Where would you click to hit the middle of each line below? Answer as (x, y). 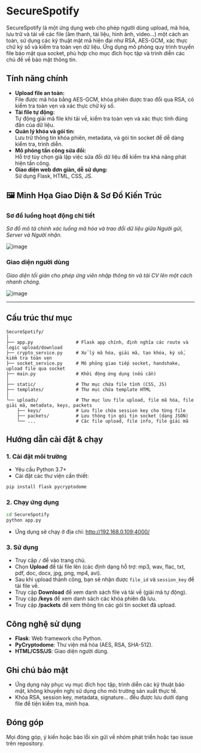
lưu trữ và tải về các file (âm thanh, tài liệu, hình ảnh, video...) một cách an (97, 34)
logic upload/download (34, 347)
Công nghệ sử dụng (44, 624)
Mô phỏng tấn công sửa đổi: (51, 150)
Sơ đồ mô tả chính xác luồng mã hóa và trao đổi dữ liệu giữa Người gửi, (95, 229)
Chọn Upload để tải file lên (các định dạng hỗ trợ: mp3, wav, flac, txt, (100, 567)
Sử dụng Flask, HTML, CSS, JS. (54, 176)
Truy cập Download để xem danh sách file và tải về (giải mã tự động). (101, 592)
